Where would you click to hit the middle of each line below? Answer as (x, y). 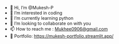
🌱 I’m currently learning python (42, 18)
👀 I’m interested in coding (36, 13)
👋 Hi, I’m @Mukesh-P (32, 8)
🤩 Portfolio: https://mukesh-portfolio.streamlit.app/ (61, 36)
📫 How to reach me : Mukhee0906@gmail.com (59, 29)
